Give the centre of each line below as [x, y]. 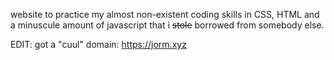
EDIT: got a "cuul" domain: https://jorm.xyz [98, 44]
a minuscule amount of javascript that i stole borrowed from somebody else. [167, 25]
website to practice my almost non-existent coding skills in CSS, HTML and [165, 14]
